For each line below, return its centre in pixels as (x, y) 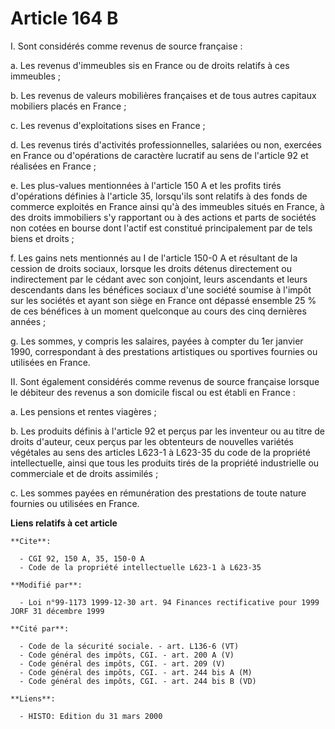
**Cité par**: (40, 628)
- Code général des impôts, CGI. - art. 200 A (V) (127, 655)
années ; (28, 321)
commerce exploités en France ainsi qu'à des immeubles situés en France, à (167, 206)
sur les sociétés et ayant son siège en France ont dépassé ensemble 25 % (163, 300)
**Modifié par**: (46, 585)
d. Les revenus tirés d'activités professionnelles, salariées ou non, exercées (166, 144)
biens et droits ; (42, 238)
